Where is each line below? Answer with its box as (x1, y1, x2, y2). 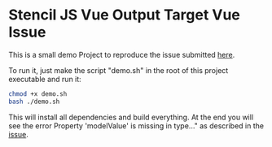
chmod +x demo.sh (8, 89, 68, 98)
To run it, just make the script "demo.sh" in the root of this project (8, 65, 229, 75)
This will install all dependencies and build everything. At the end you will (8, 112, 254, 122)
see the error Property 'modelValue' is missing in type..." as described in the (8, 120, 265, 131)
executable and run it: (8, 74, 81, 84)
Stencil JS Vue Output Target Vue (8, 6, 240, 24)
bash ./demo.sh (8, 97, 60, 106)
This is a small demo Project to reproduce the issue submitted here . (8, 50, 235, 59)
